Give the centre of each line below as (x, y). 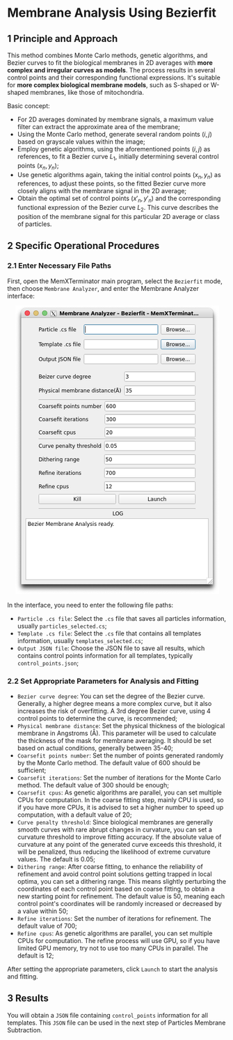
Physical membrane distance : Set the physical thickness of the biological (121, 725)
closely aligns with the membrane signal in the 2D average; (102, 191)
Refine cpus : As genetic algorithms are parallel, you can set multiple (115, 933)
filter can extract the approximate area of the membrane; (99, 127)
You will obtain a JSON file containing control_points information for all (108, 1015)
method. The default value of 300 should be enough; (93, 785)
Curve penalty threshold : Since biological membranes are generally (115, 822)
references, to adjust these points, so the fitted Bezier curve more (112, 183)
